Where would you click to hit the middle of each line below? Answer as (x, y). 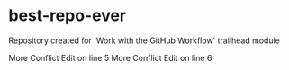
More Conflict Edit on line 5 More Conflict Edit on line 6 (110, 57)
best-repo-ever (68, 16)
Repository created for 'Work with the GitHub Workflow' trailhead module (144, 40)
